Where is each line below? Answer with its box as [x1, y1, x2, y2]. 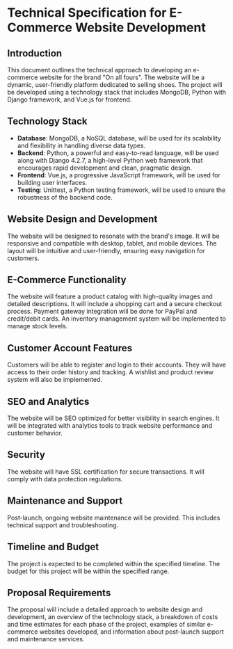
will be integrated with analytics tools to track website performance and [7, 422, 213, 430]
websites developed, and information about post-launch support [39, 627, 224, 636]
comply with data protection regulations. [7, 474, 123, 483]
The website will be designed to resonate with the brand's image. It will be [7, 232, 220, 240]
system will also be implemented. [7, 376, 103, 384]
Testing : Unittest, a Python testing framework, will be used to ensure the [17, 186, 226, 194]
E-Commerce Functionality [7, 274, 127, 286]
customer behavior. [7, 429, 63, 438]
